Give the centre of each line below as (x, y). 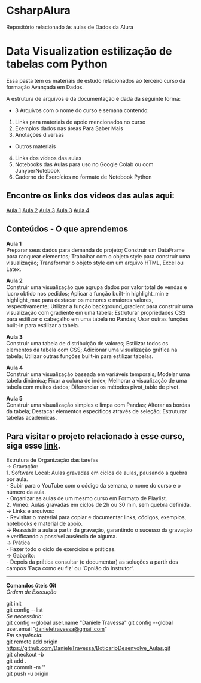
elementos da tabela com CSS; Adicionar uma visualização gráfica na (92, 350)
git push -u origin (28, 674)
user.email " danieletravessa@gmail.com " (57, 629)
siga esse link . (33, 445)
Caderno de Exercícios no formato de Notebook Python (83, 177)
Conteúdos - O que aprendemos (67, 229)
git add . (16, 661)
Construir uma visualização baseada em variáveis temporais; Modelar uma (98, 374)
